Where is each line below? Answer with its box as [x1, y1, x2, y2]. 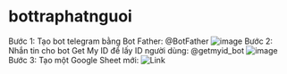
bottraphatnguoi [8, 6, 133, 27]
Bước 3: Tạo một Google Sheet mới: [8, 54, 139, 65]
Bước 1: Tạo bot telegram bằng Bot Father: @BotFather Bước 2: [8, 36, 274, 46]
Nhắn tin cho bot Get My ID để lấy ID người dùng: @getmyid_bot [8, 45, 245, 55]
